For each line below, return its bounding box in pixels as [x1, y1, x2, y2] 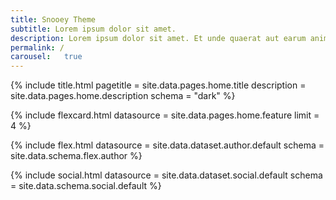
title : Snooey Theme [10, 14, 97, 25]
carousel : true [10, 52, 83, 62]
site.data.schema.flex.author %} [10, 150, 143, 162]
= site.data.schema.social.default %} [10, 180, 162, 192]
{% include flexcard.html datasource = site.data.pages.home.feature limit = [10, 109, 320, 121]
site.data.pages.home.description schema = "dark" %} [10, 90, 236, 102]
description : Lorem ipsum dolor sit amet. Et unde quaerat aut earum [10, 33, 307, 43]
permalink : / [10, 42, 65, 53]
